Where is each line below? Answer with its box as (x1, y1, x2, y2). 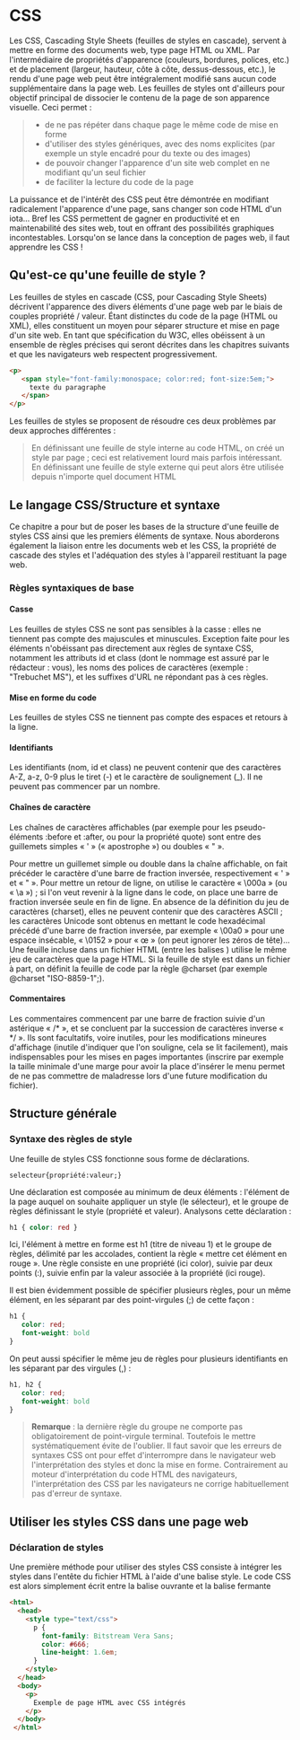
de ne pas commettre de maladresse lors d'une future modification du (9, 1070, 268, 1081)
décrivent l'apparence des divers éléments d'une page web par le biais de (9, 301, 283, 312)
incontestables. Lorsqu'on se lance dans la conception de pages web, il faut (9, 232, 290, 242)
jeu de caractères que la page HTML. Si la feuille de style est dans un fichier (9, 953, 291, 964)
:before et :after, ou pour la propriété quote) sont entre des (45, 831, 261, 842)
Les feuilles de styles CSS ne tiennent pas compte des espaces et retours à (9, 712, 288, 723)
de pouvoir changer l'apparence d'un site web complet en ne (44, 157, 270, 168)
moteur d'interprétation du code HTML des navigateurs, (30, 1469, 237, 1480)
